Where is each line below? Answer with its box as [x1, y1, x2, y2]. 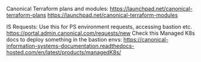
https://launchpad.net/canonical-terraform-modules [48, 11, 178, 19]
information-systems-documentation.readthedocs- [6, 42, 135, 49]
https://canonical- [123, 36, 169, 43]
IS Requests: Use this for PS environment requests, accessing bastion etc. [6, 23, 192, 30]
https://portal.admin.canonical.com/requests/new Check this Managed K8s [6, 29, 196, 37]
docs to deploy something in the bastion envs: [6, 36, 122, 43]
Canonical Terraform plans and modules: [6, 5, 108, 12]
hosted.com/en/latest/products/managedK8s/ [6, 49, 122, 56]
